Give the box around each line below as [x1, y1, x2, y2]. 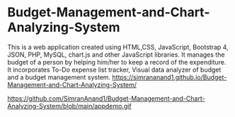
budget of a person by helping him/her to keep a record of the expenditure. [7, 57, 227, 66]
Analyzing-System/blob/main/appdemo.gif [7, 101, 132, 110]
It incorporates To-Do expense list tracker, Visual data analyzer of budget [7, 65, 222, 74]
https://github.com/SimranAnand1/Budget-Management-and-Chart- [7, 94, 205, 103]
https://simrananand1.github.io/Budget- [112, 72, 227, 82]
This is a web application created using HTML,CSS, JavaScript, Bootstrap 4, [7, 43, 229, 51]
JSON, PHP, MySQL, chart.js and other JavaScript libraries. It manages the [7, 50, 225, 59]
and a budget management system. [7, 72, 111, 82]
